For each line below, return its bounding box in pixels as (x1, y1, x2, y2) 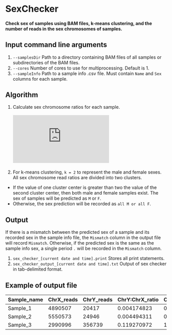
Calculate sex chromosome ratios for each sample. (12, 104, 120, 110)
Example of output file (5, 281, 77, 290)
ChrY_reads (82, 296, 113, 303)
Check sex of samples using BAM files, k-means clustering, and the (5, 20, 152, 26)
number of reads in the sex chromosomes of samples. (5, 26, 123, 32)
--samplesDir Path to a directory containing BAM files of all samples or (12, 54, 162, 60)
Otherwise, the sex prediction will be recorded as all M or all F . (12, 201, 151, 207)
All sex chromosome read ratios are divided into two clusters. (12, 175, 142, 181)
